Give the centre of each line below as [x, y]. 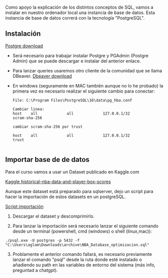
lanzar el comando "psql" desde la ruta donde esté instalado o [77, 259]
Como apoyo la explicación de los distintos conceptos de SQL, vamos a [79, 7]
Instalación [23, 34]
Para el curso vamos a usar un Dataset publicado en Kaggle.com [72, 172]
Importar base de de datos [47, 160]
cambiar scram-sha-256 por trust [48, 127]
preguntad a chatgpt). [35, 270]
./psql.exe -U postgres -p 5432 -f [43, 240]
